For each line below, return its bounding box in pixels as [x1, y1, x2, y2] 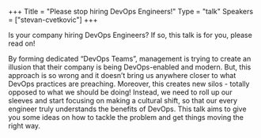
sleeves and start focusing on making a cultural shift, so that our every [8, 96, 238, 105]
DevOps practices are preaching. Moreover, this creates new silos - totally [8, 79, 250, 88]
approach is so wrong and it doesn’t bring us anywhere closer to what [8, 71, 236, 80]
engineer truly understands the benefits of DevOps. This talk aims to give [8, 104, 247, 114]
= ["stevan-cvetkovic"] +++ [8, 15, 98, 24]
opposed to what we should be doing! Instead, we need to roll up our [8, 88, 233, 97]
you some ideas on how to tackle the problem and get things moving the [8, 113, 244, 121]
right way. [8, 121, 41, 130]
